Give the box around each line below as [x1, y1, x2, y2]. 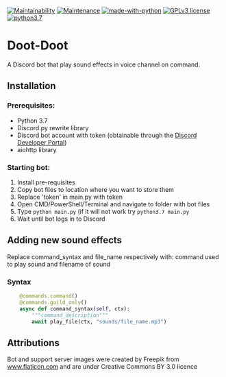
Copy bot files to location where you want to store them [16, 185, 175, 193]
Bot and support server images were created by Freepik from [7, 355, 180, 363]
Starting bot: [7, 162, 50, 172]
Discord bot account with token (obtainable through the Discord [16, 131, 197, 139]
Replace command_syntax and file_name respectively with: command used [7, 252, 219, 260]
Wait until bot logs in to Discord [16, 215, 105, 223]
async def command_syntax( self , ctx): [19, 305, 130, 312]
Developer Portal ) [16, 138, 67, 147]
